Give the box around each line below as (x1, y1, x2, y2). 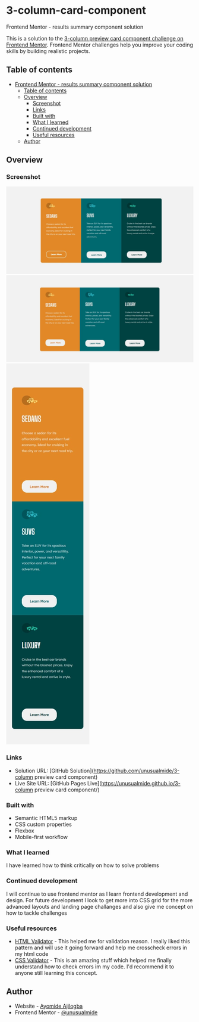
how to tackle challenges (6, 909, 67, 917)
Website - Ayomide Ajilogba (14, 1002, 83, 1009)
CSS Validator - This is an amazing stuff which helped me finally (14, 956, 172, 964)
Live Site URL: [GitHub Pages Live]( (14, 779, 102, 787)
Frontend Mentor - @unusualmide (14, 1008, 98, 1016)
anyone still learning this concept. (14, 969, 98, 976)
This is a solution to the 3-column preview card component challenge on (6, 35, 184, 42)
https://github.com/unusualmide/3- (93, 767, 180, 774)
